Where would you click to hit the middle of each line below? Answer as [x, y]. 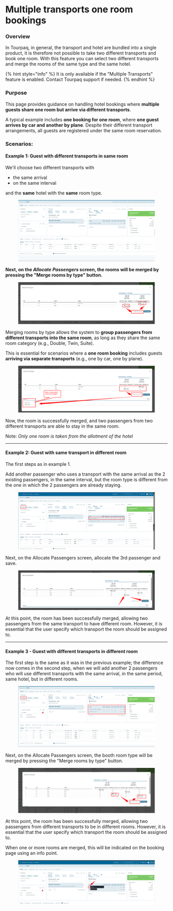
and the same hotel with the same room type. [54, 193]
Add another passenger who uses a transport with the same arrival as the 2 [85, 474]
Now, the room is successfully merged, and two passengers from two [79, 421]
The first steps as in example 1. [38, 464]
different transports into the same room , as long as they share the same [83, 338]
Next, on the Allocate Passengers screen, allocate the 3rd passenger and [83, 557]
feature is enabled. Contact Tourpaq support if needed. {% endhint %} [80, 80]
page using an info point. [32, 853]
